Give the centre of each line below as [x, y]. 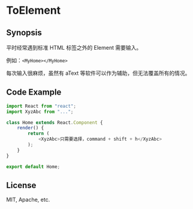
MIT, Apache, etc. [28, 200]
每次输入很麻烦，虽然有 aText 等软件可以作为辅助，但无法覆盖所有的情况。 [98, 73]
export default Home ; [33, 166]
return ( [39, 134]
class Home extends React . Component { [55, 122]
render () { [31, 128]
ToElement [34, 10]
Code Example [34, 93]
